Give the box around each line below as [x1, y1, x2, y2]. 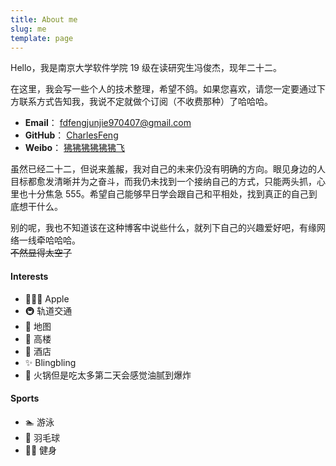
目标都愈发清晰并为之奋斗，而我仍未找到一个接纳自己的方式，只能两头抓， [10, 176, 317, 188]
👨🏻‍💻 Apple [24, 292, 70, 305]
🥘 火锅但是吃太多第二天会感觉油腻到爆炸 [24, 369, 192, 381]
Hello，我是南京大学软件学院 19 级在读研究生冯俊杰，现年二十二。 [10, 62, 282, 74]
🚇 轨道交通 [24, 304, 73, 316]
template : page [10, 33, 74, 43]
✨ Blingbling [24, 356, 77, 368]
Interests [10, 270, 49, 282]
